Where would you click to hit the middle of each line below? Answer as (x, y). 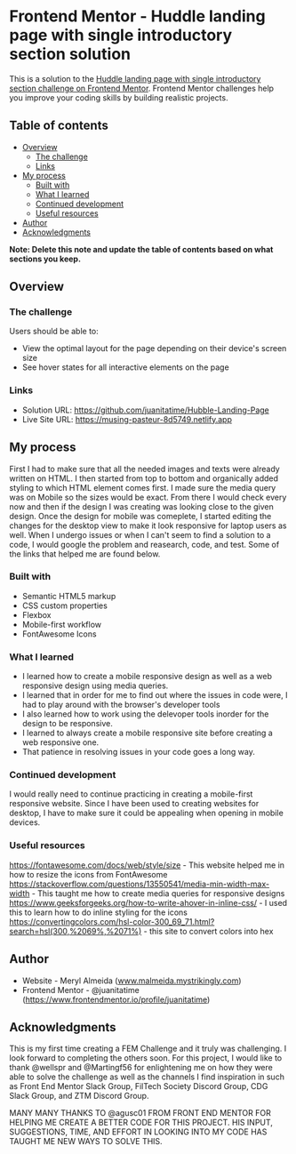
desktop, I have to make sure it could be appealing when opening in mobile (147, 813)
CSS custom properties (65, 605)
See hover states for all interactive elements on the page (125, 367)
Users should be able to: (54, 332)
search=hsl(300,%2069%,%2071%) (76, 931)
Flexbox (36, 614)
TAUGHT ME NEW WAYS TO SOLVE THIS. (86, 1142)
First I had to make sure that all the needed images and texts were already (144, 469)
